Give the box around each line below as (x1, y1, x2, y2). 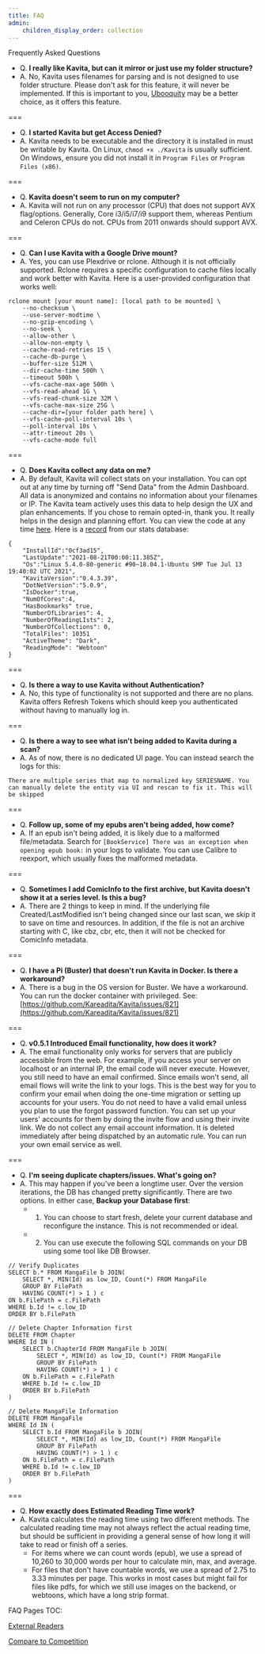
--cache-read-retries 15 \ (22, 346, 112, 354)
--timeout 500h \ (22, 374, 80, 382)
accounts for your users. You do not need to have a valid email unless (19, 1098, 247, 1107)
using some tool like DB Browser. (43, 1246, 151, 1256)
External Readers (8, 1621, 65, 1631)
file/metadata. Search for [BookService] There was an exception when (19, 837, 249, 846)
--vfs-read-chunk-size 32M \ (22, 394, 119, 403)
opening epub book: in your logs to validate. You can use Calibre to (19, 846, 237, 855)
